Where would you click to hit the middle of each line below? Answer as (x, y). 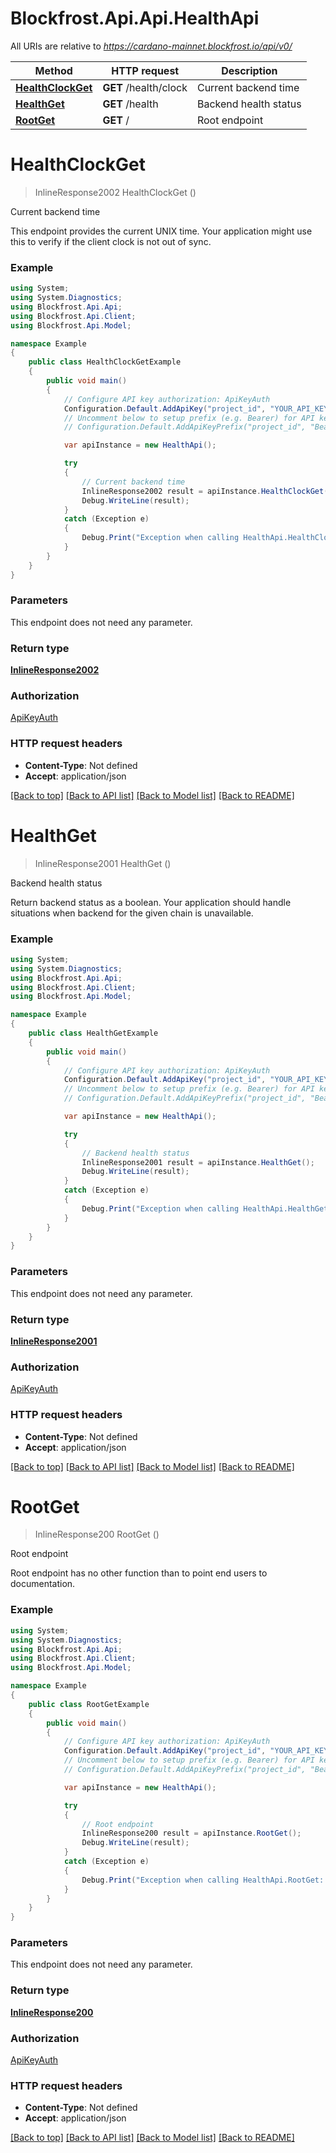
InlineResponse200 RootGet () (97, 1534)
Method (53, 70)
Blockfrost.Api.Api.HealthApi (135, 18)
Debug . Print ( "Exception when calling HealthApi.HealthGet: (207, 1208)
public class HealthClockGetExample (105, 362)
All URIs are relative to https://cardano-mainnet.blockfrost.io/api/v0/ (151, 46)
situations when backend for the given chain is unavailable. (132, 913)
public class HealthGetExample (93, 1033)
